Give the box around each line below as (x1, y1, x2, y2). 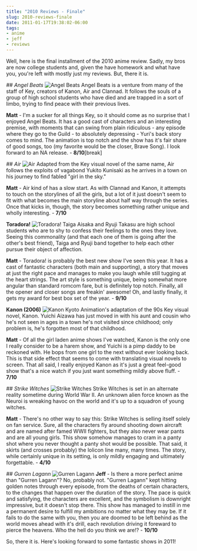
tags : (6, 25, 19, 31)
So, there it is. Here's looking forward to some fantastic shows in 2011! (6, 537, 176, 545)
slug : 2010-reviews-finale (6, 14, 72, 20)
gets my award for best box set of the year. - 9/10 (6, 295, 127, 302)
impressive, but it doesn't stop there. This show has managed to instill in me (6, 501, 190, 509)
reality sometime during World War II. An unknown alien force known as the (6, 391, 189, 398)
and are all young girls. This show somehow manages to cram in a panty (6, 433, 182, 441)
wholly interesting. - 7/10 (6, 209, 66, 216)
